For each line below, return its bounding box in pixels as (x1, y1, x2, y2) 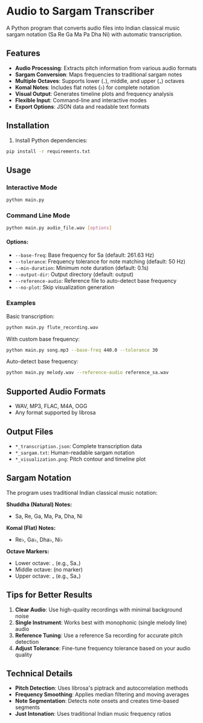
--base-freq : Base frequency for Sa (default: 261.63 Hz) (14, 251, 155, 259)
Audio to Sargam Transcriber (6, 4, 155, 18)
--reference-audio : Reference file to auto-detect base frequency (14, 277, 177, 285)
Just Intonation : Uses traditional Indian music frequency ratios (14, 710, 172, 718)
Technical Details (6, 668, 73, 679)
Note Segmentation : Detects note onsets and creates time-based (14, 698, 179, 705)
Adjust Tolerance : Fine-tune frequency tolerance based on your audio (14, 644, 191, 652)
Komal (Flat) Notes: (6, 524, 56, 531)
